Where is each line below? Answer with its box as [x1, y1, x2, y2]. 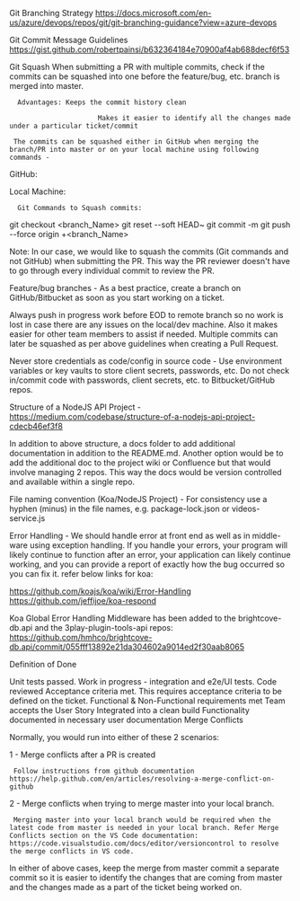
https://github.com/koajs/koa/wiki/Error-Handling [9, 586, 191, 596]
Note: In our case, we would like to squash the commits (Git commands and [9, 246, 289, 257]
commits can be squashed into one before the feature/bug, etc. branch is [9, 71, 280, 82]
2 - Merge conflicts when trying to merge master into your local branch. [9, 799, 275, 808]
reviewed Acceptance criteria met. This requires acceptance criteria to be [9, 686, 283, 696]
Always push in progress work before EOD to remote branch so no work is [9, 310, 285, 320]
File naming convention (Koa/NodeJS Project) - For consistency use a [9, 494, 268, 504]
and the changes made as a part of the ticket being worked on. [9, 882, 243, 892]
